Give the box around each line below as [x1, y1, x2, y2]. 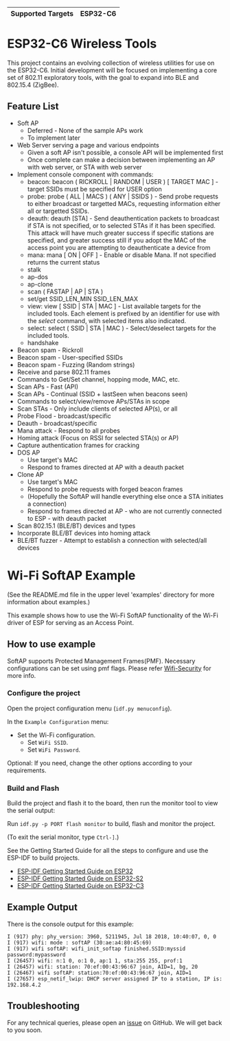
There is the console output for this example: [7, 920, 134, 928]
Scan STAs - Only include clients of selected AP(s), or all [16, 404, 178, 413]
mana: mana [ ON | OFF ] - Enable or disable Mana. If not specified [27, 251, 216, 259]
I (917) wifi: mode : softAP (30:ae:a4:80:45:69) [7, 939, 152, 946]
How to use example [7, 639, 96, 650]
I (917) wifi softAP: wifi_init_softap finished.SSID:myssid [7, 945, 186, 952]
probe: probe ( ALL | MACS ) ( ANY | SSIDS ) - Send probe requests [27, 192, 218, 200]
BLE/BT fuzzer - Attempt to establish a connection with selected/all [16, 536, 207, 544]
